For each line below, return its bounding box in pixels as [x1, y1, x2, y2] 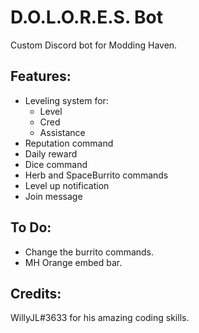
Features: [10, 68, 72, 85]
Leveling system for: [24, 94, 109, 106]
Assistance [39, 126, 86, 138]
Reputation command [24, 137, 114, 149]
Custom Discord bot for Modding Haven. [10, 39, 178, 51]
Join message [24, 190, 83, 202]
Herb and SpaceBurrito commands [24, 169, 169, 181]
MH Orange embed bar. [24, 256, 123, 268]
